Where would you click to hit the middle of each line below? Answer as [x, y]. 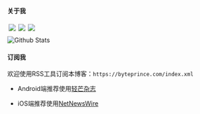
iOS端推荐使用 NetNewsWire [58, 104]
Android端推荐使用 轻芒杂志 [56, 89]
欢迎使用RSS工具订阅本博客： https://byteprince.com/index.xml [101, 74]
